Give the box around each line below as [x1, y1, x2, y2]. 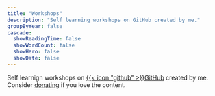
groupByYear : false [7, 23, 63, 29]
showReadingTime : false [13, 36, 81, 43]
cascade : [7, 29, 32, 36]
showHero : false [13, 49, 60, 56]
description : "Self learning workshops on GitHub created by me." [7, 16, 201, 23]
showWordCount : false [13, 42, 75, 49]
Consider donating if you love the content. [7, 80, 126, 89]
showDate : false [13, 55, 60, 62]
